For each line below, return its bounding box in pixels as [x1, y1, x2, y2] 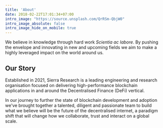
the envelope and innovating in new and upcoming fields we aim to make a [5, 44, 157, 50]
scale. [5, 118, 17, 124]
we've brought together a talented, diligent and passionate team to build [5, 102, 152, 108]
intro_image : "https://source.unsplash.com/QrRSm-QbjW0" [5, 16, 125, 21]
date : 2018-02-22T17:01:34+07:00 [5, 12, 74, 17]
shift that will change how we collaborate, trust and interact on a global [5, 113, 150, 119]
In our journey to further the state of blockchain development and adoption [5, 97, 158, 103]
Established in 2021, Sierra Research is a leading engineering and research [5, 77, 158, 83]
